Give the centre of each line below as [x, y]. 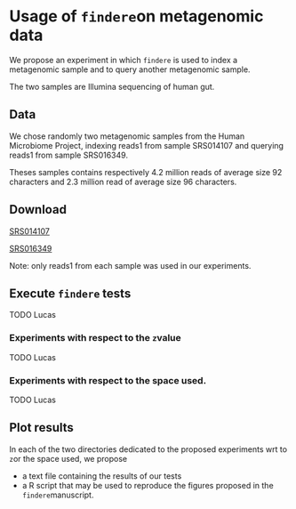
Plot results [41, 428]
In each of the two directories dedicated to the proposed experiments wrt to [148, 449]
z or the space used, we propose [68, 458]
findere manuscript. [58, 495]
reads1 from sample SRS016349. [69, 155]
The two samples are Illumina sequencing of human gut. [112, 86]
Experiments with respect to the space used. [108, 380]
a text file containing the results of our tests [102, 476]
